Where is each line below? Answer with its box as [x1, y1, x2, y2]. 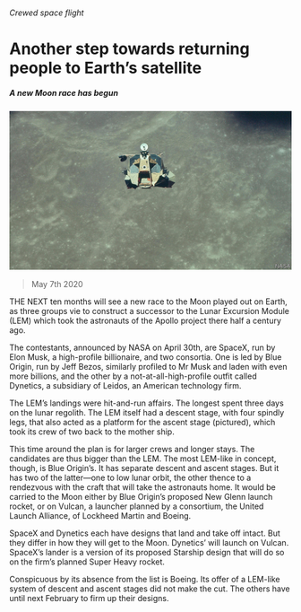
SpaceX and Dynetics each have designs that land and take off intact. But [9, 528, 280, 538]
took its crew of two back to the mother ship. [9, 426, 175, 437]
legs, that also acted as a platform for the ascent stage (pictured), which [9, 417, 276, 428]
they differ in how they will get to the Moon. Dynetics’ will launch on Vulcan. [9, 538, 289, 548]
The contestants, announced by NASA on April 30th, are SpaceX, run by [9, 342, 276, 354]
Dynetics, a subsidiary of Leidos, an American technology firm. [9, 380, 242, 391]
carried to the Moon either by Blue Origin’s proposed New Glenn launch [9, 492, 273, 503]
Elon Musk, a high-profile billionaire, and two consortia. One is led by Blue [9, 352, 282, 363]
